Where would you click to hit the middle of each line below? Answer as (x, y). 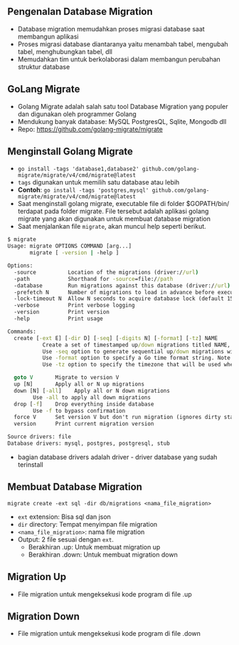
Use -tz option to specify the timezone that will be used (132, 365)
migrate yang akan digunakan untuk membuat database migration (114, 219)
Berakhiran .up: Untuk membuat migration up (94, 547)
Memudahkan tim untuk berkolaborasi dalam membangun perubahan (119, 59)
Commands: (22, 331)
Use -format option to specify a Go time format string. (128, 358)
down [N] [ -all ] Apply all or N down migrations (92, 391)
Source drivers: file (39, 437)
